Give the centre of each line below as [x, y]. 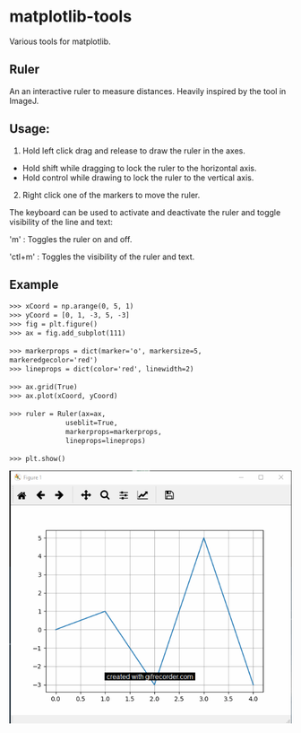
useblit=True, [92, 423]
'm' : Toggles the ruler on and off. [71, 239]
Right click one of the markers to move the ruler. [111, 195]
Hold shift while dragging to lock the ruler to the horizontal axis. [139, 168]
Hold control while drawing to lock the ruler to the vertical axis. [138, 178]
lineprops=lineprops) [106, 441]
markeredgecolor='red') [54, 361]
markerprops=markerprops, [114, 432]
